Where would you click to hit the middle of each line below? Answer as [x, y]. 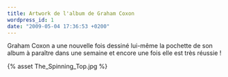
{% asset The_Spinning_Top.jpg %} [58, 67]
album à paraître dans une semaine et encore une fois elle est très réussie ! [114, 53]
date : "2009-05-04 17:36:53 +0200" [59, 26]
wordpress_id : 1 [30, 20]
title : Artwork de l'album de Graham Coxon [71, 13]
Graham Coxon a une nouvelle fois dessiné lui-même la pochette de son [110, 46]
